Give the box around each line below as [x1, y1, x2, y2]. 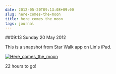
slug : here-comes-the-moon [5, 12, 61, 17]
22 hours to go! [5, 63, 37, 69]
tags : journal [5, 21, 35, 26]
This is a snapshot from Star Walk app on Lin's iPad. [5, 44, 112, 50]
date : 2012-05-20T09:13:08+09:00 [5, 7, 74, 12]
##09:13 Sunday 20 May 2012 [5, 35, 66, 40]
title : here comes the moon [5, 16, 63, 21]
